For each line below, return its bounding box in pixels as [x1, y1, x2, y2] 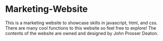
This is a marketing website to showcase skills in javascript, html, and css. [5, 20, 158, 26]
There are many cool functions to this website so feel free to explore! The [5, 25, 156, 31]
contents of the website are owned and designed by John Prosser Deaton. [5, 30, 158, 36]
